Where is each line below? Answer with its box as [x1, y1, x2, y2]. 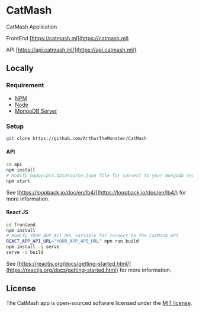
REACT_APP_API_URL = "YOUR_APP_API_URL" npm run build [6, 238, 139, 244]
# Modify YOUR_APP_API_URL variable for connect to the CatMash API [6, 233, 179, 239]
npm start [6, 178, 31, 184]
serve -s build [6, 250, 44, 256]
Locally [6, 63, 34, 74]
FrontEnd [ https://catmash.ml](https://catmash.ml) [6, 34, 129, 42]
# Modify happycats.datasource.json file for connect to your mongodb [6, 173, 184, 179]
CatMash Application [6, 23, 57, 30]
